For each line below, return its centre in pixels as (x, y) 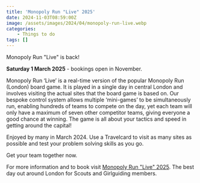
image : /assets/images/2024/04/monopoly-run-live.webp (77, 23)
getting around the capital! (39, 125)
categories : (21, 29)
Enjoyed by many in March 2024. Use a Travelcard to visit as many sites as (99, 137)
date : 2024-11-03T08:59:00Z (42, 18)
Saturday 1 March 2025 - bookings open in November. (74, 69)
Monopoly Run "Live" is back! (43, 57)
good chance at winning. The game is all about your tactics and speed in (96, 119)
